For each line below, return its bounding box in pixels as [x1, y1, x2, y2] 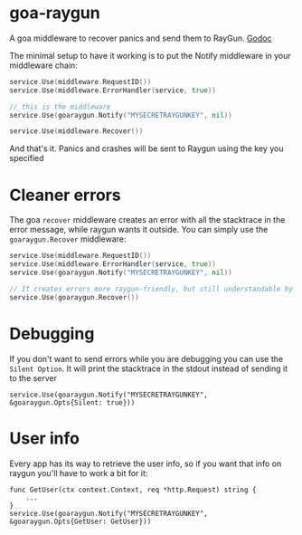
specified [9, 153, 44, 164]
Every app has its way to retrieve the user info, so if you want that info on [9, 458, 282, 469]
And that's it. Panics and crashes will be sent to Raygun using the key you [9, 143, 284, 154]
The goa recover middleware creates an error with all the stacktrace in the [9, 215, 286, 225]
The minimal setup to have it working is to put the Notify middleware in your [9, 50, 291, 61]
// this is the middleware [9, 102, 111, 111]
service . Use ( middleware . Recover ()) [9, 127, 144, 136]
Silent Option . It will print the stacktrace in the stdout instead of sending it [9, 363, 288, 374]
